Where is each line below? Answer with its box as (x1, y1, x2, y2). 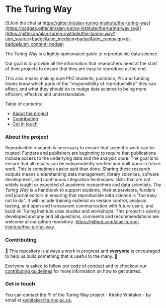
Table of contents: (5, 101, 42, 106)
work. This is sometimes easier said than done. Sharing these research (5, 166, 151, 172)
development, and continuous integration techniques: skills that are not (5, 177, 151, 183)
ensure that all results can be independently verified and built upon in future (5, 161, 161, 167)
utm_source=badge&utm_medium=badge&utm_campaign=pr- (5, 36, 132, 42)
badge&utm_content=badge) (5, 41, 64, 47)
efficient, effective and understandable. (5, 91, 86, 97)
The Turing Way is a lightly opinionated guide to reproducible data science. (5, 51, 159, 57)
